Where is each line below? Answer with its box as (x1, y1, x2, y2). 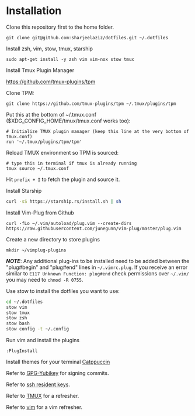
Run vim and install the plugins (6, 337, 80, 344)
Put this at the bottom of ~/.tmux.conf (6, 111, 97, 118)
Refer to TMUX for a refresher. (6, 393, 79, 400)
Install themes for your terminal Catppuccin (6, 359, 110, 366)
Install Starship (6, 187, 42, 194)
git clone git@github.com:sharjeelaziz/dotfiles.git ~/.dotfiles (6, 35, 168, 40)
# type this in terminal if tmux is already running (6, 160, 137, 166)
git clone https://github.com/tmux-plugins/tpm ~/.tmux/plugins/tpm (6, 101, 176, 107)
